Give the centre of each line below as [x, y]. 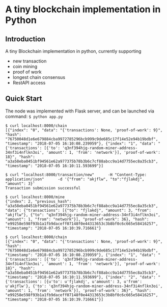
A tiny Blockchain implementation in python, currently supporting [73, 51]
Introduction [25, 39]
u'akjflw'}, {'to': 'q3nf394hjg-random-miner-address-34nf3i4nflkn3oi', [84, 286]
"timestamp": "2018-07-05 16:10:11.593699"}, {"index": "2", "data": [81, 277]
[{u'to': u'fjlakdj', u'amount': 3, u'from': [93, 282]
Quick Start [24, 99]
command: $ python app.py [34, 116]
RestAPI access [29, 83]
